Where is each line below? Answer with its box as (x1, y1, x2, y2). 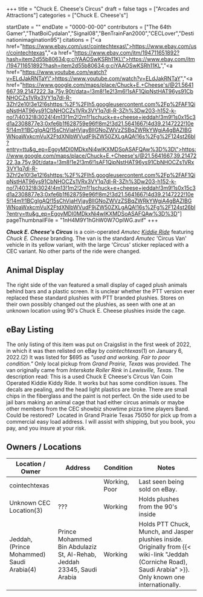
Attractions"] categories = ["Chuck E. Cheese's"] (6, 12, 129, 19)
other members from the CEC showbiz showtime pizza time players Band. (6, 405, 190, 412)
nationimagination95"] (6, 36, 62, 43)
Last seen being (138, 478, 184, 486)
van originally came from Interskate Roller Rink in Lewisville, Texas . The (6, 366, 184, 373)
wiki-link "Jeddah (138, 550, 189, 559)
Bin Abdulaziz (57, 542, 97, 551)
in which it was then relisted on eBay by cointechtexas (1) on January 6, (6, 347, 183, 354)
